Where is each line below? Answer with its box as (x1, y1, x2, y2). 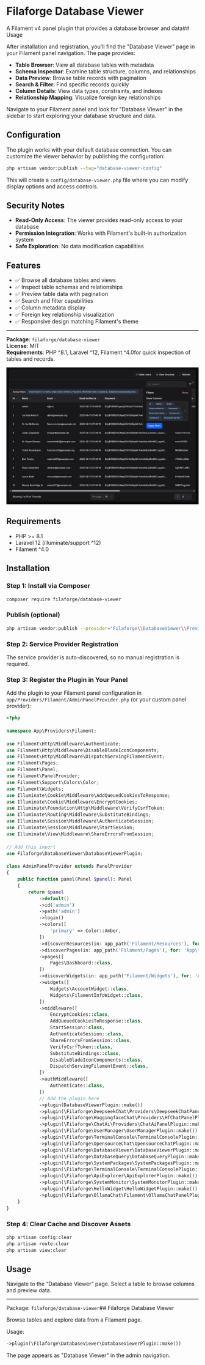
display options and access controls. (6, 182, 99, 190)
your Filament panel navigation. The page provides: (6, 49, 135, 56)
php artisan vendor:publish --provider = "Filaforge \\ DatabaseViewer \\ (6, 625, 187, 631)
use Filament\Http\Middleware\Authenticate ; (6, 741, 121, 747)
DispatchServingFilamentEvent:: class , (49, 1063, 149, 1070)
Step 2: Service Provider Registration (6, 640, 119, 648)
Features (6, 260, 41, 270)
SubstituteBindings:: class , (49, 1050, 121, 1056)
